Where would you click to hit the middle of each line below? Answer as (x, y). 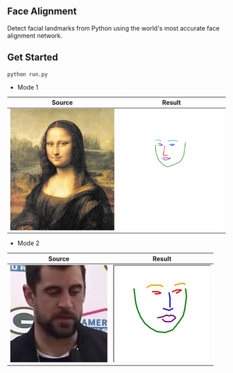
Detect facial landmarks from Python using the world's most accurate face (113, 28)
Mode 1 (28, 87)
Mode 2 (28, 243)
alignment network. (35, 35)
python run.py (28, 74)
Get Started (33, 57)
